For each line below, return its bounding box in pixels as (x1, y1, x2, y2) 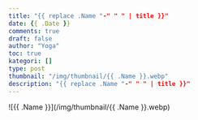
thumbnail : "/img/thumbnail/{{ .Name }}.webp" (8, 72, 169, 80)
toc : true (8, 49, 42, 58)
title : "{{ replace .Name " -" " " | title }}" (8, 11, 169, 20)
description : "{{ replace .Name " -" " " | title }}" (8, 79, 191, 88)
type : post (8, 65, 45, 73)
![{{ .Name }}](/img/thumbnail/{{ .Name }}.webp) (8, 102, 170, 112)
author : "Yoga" (8, 42, 60, 50)
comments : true (8, 27, 60, 35)
